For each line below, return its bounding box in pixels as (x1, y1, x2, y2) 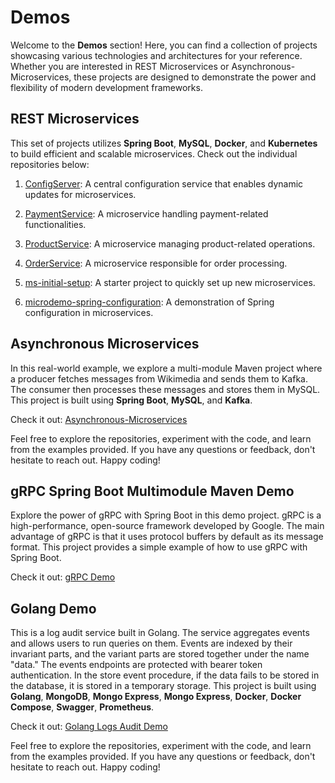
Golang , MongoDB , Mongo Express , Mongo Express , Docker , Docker (10, 691, 302, 703)
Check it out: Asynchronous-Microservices (10, 413, 188, 425)
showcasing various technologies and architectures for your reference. (10, 49, 303, 61)
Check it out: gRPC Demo (10, 571, 116, 583)
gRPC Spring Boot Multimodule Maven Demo (10, 482, 295, 500)
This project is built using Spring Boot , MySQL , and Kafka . (10, 394, 253, 406)
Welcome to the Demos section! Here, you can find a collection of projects (10, 39, 318, 51)
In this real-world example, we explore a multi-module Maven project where (10, 362, 323, 374)
